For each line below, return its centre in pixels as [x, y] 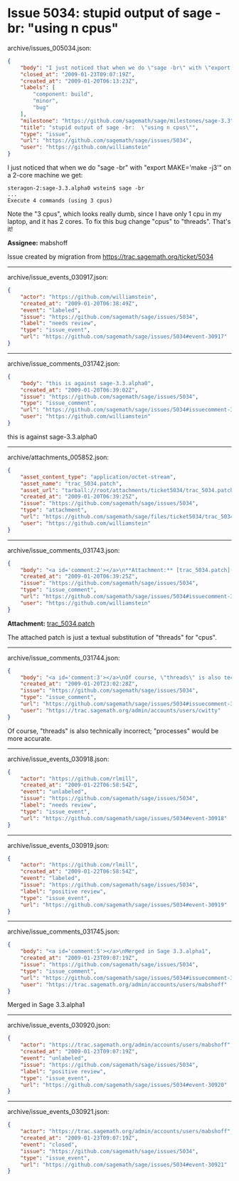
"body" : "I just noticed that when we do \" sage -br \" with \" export [126, 68]
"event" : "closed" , [49, 1145]
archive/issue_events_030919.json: [58, 845]
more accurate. [30, 738]
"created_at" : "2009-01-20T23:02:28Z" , [79, 684]
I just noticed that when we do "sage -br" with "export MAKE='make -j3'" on [119, 168]
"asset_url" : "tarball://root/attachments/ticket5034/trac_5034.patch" [128, 490]
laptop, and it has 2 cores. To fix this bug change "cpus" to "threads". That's [119, 222]
